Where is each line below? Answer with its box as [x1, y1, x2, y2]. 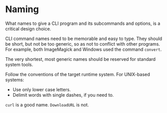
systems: [5, 77, 24, 83]
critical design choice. [5, 25, 52, 31]
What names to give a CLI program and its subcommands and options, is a [5, 20, 160, 26]
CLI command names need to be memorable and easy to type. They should [5, 35, 162, 42]
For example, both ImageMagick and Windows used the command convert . [5, 46, 162, 52]
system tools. [5, 61, 33, 67]
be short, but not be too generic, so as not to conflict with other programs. [5, 41, 160, 47]
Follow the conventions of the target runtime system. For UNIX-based [5, 71, 150, 77]
